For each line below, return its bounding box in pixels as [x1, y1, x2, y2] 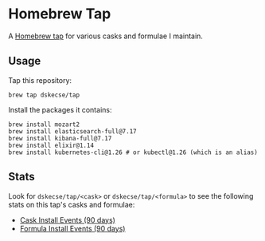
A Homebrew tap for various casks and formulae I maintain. [8, 31, 203, 41]
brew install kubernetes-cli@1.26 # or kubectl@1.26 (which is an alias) [8, 148, 259, 156]
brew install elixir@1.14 [8, 141, 94, 149]
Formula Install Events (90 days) [19, 223, 126, 233]
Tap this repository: [8, 75, 72, 85]
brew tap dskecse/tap [8, 91, 80, 99]
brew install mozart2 [8, 120, 80, 128]
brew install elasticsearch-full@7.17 [8, 127, 137, 136]
